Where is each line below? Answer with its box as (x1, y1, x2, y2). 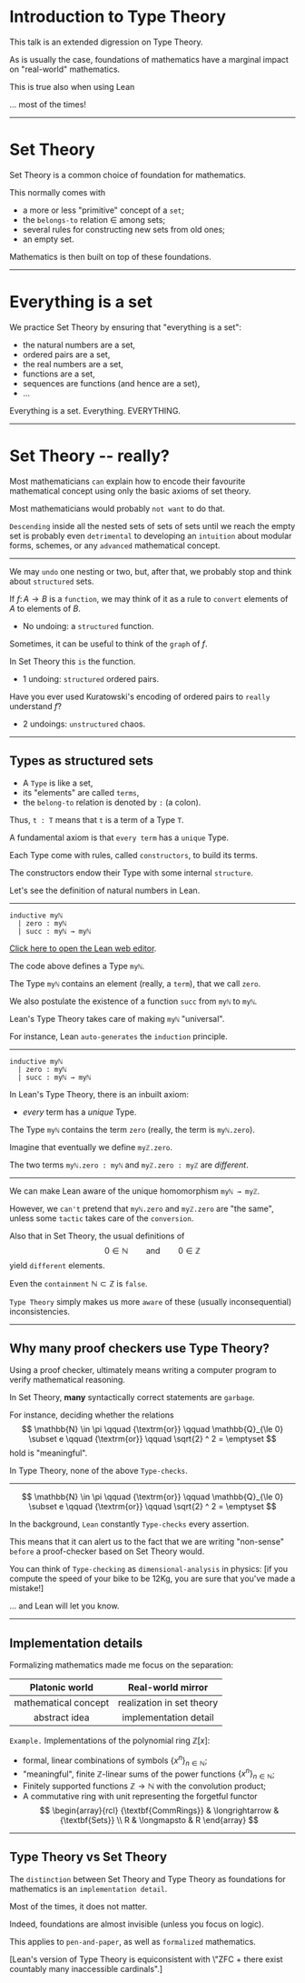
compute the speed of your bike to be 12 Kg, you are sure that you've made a (9, 1573, 296, 1584)
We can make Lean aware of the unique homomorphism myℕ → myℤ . (9, 1185, 261, 1197)
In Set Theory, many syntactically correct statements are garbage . (9, 1392, 256, 1403)
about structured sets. (9, 576, 94, 586)
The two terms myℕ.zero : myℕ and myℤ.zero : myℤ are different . (9, 1159, 249, 1170)
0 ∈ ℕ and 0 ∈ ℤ (103, 1245, 202, 1256)
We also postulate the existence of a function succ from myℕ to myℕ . (9, 996, 258, 1007)
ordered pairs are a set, (22, 348, 111, 360)
